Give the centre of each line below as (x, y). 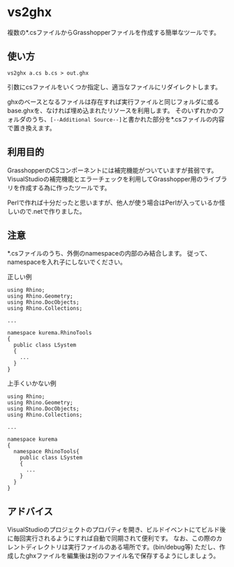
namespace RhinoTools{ (46, 452)
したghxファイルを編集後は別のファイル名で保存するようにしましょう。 (116, 556)
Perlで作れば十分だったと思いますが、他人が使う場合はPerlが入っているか (113, 202)
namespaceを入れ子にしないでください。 (67, 262)
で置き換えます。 (31, 128)
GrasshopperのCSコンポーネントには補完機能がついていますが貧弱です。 (112, 170)
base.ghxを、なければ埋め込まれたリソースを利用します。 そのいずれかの (113, 110)
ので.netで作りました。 (52, 211)
